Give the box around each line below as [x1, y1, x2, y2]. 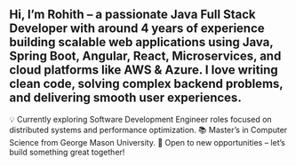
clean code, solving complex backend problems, [9, 76, 284, 91]
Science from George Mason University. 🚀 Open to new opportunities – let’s [9, 137, 286, 147]
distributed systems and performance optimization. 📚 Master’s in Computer [9, 124, 288, 135]
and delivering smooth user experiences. [9, 91, 242, 106]
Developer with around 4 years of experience [9, 21, 265, 36]
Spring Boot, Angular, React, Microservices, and [9, 49, 282, 64]
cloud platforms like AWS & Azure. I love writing [9, 62, 278, 78]
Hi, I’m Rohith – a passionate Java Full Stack [9, 7, 256, 22]
